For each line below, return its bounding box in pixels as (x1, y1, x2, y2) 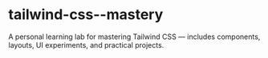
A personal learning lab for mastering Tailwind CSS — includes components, (8, 32, 261, 41)
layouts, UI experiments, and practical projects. (8, 40, 164, 49)
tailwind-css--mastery (8, 6, 164, 24)
